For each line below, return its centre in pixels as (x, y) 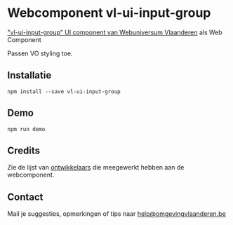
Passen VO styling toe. (40, 53)
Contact (25, 197)
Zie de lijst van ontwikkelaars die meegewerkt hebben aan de (96, 168)
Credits (24, 150)
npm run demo (26, 129)
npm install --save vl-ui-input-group (64, 91)
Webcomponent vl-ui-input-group (109, 13)
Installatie (29, 75)
